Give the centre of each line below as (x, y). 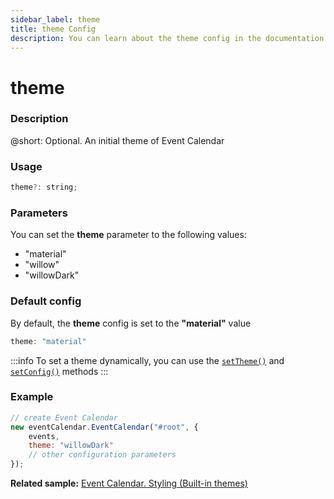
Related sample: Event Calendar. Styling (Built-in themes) (129, 483)
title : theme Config (53, 29)
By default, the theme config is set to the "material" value (131, 323)
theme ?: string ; (44, 187)
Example (32, 397)
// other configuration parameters (102, 455)
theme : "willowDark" (71, 446)
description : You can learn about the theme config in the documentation (167, 38)
